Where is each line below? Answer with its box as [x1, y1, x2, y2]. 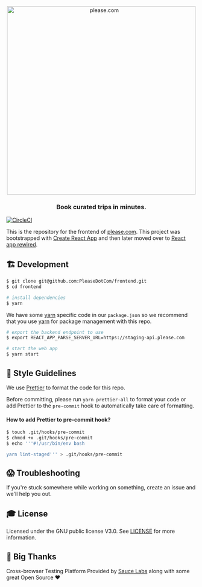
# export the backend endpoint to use [6, 329, 104, 335]
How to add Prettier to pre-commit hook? [6, 416, 111, 423]
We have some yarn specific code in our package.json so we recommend [6, 311, 188, 318]
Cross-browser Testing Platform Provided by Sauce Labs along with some [6, 568, 190, 575]
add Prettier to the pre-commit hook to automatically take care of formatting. [6, 402, 195, 409]
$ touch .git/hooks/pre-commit [6, 429, 85, 436]
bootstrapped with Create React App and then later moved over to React [6, 234, 186, 242]
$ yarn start [6, 351, 39, 357]
